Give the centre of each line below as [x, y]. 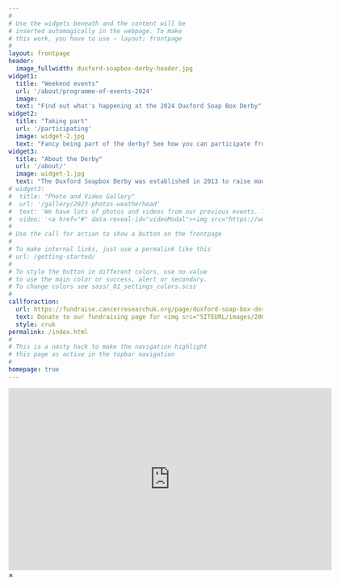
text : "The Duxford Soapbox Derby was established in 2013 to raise [133, 182]
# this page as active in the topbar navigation [92, 354]
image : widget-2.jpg [50, 136]
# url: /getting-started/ [52, 256]
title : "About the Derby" [59, 159]
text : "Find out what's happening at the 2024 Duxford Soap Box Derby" [139, 106]
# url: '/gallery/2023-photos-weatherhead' [84, 204]
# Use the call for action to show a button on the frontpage [115, 234]
